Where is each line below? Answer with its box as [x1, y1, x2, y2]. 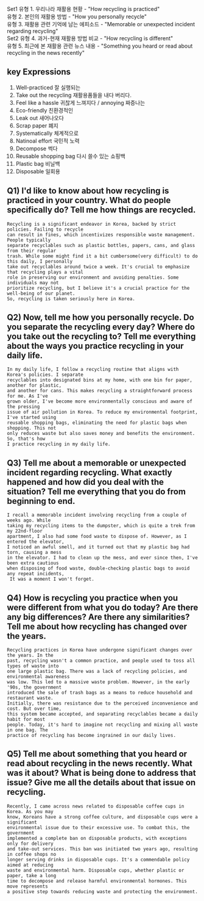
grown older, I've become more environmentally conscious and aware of [7, 398, 192, 404]
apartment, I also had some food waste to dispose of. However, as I [7, 533, 188, 540]
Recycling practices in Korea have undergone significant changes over [7, 647, 192, 653]
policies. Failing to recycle [7, 226, 84, 232]
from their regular [7, 248, 57, 254]
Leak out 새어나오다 [15, 114, 65, 121]
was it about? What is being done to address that [7, 768, 197, 778]
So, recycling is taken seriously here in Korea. [7, 295, 136, 302]
